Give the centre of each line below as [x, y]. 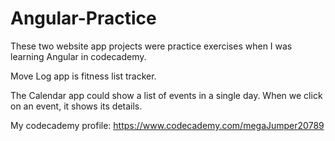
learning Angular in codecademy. [78, 56]
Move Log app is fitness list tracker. [83, 76]
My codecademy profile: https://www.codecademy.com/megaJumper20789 [167, 125]
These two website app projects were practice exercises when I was [151, 46]
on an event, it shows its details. [76, 106]
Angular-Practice [83, 18]
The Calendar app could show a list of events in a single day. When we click [166, 95]
